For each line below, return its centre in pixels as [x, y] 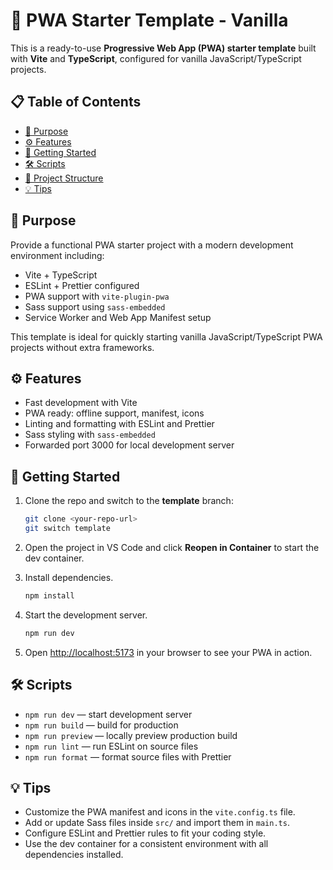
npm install [49, 595]
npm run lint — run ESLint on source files [111, 746]
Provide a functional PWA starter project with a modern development [152, 245]
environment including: [57, 255]
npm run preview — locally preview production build [131, 735]
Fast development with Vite [81, 403]
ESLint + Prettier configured [82, 285]
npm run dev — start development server [108, 714]
